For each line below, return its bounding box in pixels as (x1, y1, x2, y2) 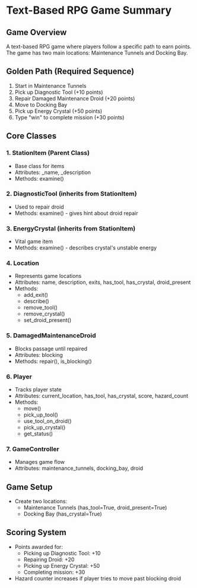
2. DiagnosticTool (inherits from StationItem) (6, 189, 138, 198)
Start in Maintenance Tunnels (14, 82, 87, 89)
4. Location (6, 259, 40, 267)
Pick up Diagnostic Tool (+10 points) (14, 88, 103, 96)
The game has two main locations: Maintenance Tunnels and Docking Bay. (6, 49, 188, 56)
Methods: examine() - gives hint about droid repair (14, 209, 138, 217)
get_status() (23, 430, 53, 437)
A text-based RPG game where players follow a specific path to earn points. (6, 43, 192, 50)
